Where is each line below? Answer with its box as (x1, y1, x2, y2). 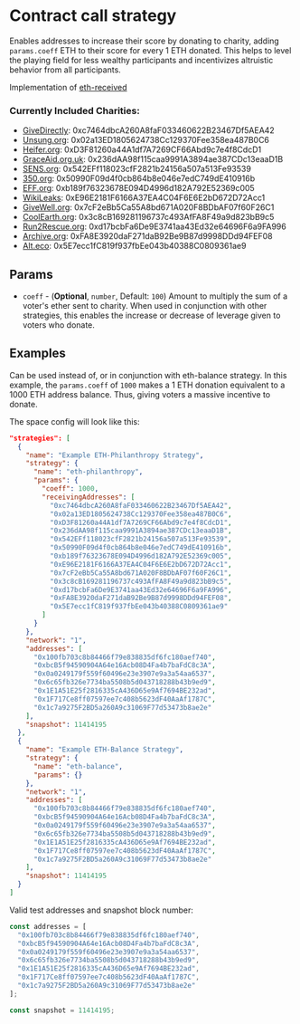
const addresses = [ (9, 922, 88, 931)
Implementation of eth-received (9, 81, 127, 92)
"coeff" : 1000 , (42, 484, 99, 493)
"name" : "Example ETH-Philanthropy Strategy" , (25, 450, 204, 460)
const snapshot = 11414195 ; (9, 1006, 116, 1015)
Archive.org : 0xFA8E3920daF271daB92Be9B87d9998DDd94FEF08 (22, 231, 273, 242)
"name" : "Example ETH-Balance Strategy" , (25, 745, 183, 754)
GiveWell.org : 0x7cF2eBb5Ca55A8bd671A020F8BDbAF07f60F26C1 (22, 202, 275, 213)
